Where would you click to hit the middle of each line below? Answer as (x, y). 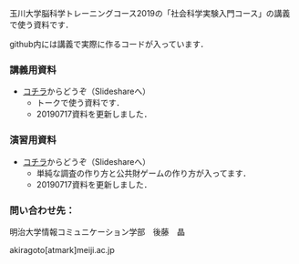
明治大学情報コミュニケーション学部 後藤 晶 (97, 231)
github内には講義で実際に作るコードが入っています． (109, 44)
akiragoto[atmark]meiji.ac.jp (62, 249)
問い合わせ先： (42, 210)
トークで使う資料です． (80, 103)
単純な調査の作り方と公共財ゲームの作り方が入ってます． (144, 173)
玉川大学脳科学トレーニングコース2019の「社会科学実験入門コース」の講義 (150, 13)
